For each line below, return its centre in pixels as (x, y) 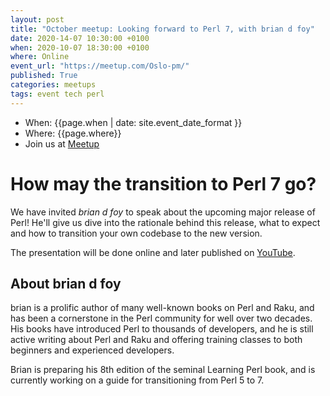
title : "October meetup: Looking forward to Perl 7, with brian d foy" (162, 29)
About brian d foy (66, 283)
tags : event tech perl (57, 94)
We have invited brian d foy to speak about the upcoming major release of (163, 212)
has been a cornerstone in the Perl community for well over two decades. (161, 318)
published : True (44, 76)
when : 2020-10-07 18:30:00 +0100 (80, 47)
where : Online (40, 57)
